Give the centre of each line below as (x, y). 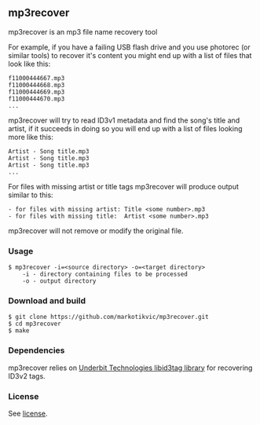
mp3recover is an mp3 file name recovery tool (83, 31)
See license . (28, 413)
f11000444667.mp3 (37, 78)
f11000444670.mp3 (37, 99)
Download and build (47, 301)
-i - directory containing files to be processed (105, 274)
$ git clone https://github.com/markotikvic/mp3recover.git (109, 317)
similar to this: (31, 195)
